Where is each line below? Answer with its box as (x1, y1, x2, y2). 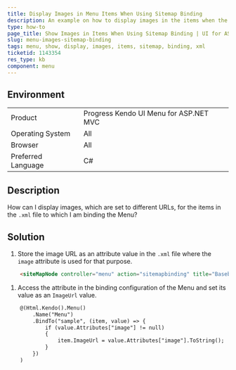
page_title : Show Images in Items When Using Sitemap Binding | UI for (7, 30, 221, 37)
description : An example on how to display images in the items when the (7, 17, 228, 24)
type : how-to (7, 23, 46, 30)
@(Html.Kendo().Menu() (20, 304, 86, 312)
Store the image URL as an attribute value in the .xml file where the (17, 250, 212, 258)
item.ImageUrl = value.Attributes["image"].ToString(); (57, 337, 225, 345)
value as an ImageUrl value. (17, 291, 97, 299)
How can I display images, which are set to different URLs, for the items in (7, 203, 221, 212)
